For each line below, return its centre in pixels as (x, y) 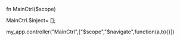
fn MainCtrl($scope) (31, 9)
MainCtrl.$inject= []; (31, 20)
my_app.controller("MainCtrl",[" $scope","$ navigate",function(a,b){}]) (90, 32)
